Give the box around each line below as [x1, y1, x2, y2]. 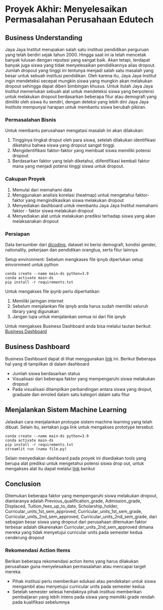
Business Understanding [5, 33, 82, 42]
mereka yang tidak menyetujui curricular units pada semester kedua [5, 529, 143, 535]
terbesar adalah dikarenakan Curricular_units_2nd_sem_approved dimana [5, 524, 154, 530]
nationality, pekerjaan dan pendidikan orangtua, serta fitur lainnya [5, 247, 138, 253]
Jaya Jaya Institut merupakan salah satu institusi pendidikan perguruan [5, 47, 149, 52]
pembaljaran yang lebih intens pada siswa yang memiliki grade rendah [12, 594, 155, 600]
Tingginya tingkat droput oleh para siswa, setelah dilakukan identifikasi [12, 137, 156, 143]
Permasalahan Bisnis [5, 116, 56, 123]
